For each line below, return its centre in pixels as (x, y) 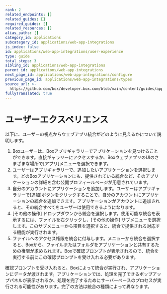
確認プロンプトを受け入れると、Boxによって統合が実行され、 (68, 268)
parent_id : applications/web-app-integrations (54, 70)
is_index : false (22, 47)
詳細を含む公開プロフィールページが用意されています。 (95, 182)
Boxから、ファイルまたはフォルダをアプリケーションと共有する (90, 245)
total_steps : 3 (21, 61)
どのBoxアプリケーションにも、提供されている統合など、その (83, 176)
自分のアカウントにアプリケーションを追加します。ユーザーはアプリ (82, 189)
